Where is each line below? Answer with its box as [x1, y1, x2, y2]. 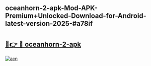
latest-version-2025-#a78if [5, 19, 93, 28]
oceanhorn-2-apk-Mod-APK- [5, 4, 98, 12]
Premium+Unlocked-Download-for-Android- [5, 12, 147, 20]
